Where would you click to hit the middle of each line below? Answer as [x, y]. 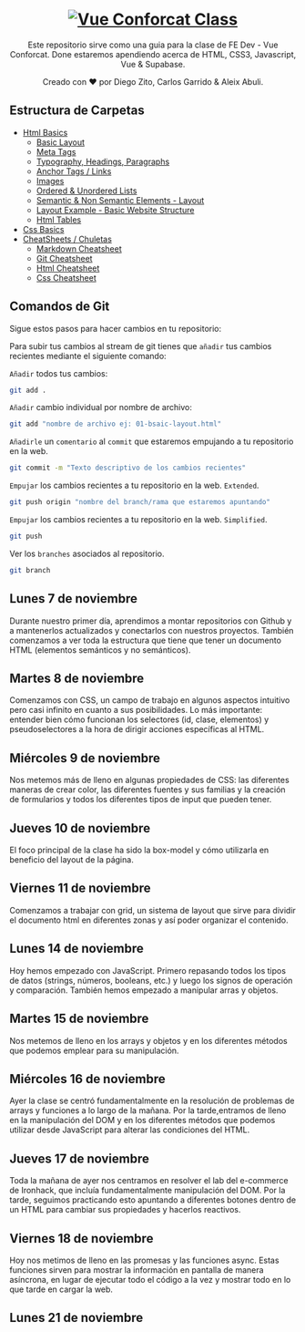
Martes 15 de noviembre [79, 1019]
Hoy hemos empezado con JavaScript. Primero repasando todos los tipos [148, 970]
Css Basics [43, 229]
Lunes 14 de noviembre [76, 949]
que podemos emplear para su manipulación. [94, 1050]
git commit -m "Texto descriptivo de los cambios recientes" [128, 468]
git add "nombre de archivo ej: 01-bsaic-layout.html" [116, 424]
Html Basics [45, 132]
